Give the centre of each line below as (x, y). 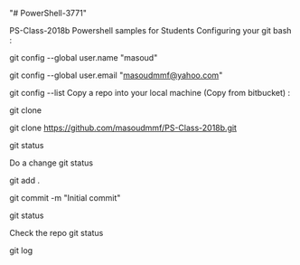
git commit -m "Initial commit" (65, 198)
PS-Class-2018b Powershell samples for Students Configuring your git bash (150, 30)
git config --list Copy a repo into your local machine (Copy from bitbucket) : (150, 93)
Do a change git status (51, 163)
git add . (25, 180)
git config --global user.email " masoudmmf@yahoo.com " (116, 75)
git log (21, 251)
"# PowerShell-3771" (48, 13)
